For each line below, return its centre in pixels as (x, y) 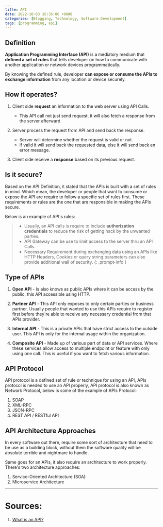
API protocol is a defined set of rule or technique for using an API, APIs (76, 380)
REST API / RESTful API (35, 415)
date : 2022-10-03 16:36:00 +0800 (39, 14)
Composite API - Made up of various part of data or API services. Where (85, 343)
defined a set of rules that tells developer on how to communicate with (76, 60)
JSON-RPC (23, 410)
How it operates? (31, 94)
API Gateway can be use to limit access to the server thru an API (89, 241)
